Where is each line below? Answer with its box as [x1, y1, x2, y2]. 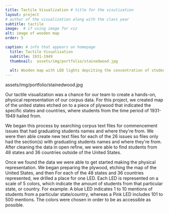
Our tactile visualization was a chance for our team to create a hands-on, [5, 92, 156, 98]
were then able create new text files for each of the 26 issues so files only [5, 133, 158, 139]
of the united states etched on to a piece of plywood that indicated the [5, 102, 151, 108]
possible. [5, 202, 24, 208]
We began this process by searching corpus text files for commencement [5, 123, 157, 129]
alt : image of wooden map [5, 31, 59, 36]
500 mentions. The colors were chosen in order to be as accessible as [5, 197, 151, 203]
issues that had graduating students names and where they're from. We [5, 128, 154, 134]
